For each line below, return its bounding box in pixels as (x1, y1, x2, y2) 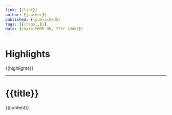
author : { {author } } (5, 12, 47, 17)
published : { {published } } (5, 17, 60, 22)
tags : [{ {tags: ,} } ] (5, 21, 47, 27)
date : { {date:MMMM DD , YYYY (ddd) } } (5, 26, 83, 32)
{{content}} (5, 105, 29, 110)
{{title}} (5, 88, 39, 99)
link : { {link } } (5, 7, 38, 13)
